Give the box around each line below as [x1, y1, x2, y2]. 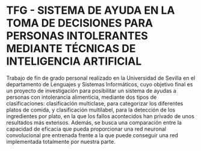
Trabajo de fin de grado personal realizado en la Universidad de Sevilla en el [6, 74, 196, 81]
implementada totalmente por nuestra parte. [6, 138, 116, 145]
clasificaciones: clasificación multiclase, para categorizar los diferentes [6, 99, 184, 107]
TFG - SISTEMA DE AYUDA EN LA [6, 4, 175, 17]
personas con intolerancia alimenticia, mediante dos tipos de [6, 93, 157, 101]
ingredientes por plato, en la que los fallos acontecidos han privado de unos [6, 112, 194, 120]
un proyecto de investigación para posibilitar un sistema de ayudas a [6, 87, 176, 94]
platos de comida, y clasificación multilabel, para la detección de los [6, 106, 176, 113]
